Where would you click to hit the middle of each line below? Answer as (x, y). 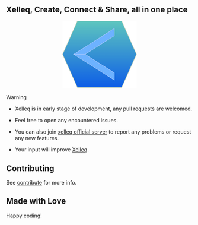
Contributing (30, 168)
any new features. (37, 138)
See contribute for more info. (41, 182)
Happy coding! (24, 216)
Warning (16, 97)
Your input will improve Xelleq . (52, 150)
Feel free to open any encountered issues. (66, 121)
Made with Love (36, 201)
